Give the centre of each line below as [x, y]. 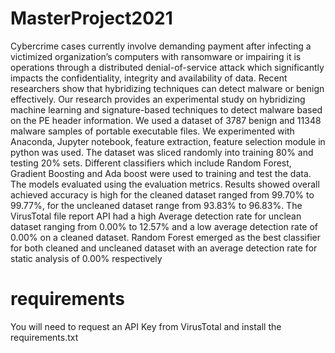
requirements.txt [44, 337]
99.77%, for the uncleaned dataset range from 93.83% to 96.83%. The [156, 205]
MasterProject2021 [91, 18]
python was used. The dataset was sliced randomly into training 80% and [162, 152]
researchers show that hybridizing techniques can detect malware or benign [167, 88]
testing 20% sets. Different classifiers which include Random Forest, [151, 163]
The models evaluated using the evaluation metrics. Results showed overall [165, 184]
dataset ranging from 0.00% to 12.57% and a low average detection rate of [164, 226]
